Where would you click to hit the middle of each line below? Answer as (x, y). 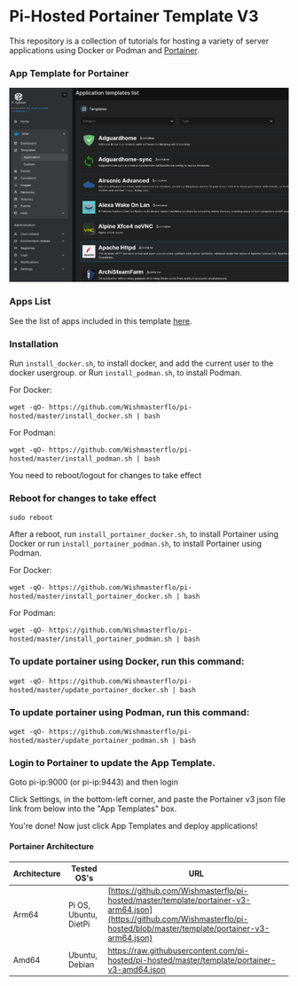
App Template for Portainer (69, 73)
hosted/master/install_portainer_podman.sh (91, 639)
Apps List (30, 302)
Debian (81, 965)
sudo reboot (31, 518)
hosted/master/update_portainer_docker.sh (89, 690)
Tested (84, 869)
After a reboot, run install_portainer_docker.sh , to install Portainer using (144, 534)
